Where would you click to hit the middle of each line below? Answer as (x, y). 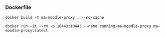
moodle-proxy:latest (27, 31)
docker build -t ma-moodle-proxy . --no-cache (55, 18)
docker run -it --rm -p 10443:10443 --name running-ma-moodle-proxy (78, 26)
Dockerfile (18, 7)
